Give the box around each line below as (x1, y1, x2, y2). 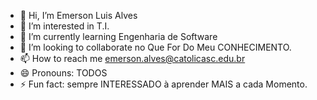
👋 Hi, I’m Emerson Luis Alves (19, 10, 138, 21)
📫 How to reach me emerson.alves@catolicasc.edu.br (19, 53, 246, 64)
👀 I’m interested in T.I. (19, 20, 110, 32)
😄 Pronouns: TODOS (19, 67, 108, 79)
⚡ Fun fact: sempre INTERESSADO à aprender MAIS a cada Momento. (19, 78, 308, 90)
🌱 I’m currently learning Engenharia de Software (19, 31, 218, 42)
